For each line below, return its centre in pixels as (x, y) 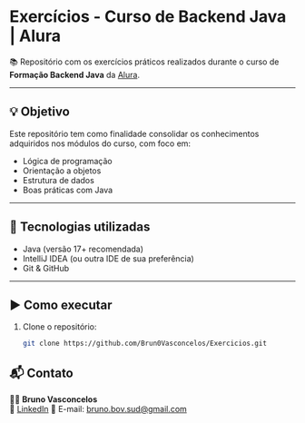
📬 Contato (42, 373)
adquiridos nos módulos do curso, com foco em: (100, 143)
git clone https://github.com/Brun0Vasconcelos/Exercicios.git (145, 344)
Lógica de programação (67, 161)
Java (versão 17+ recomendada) (83, 249)
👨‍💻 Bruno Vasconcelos (54, 399)
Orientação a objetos (62, 171)
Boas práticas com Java (68, 190)
